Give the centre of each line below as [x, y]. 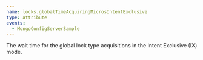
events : [16, 23]
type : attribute [27, 17]
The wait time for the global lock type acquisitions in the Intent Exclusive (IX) [102, 46]
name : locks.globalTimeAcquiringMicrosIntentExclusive [77, 12]
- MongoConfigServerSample [46, 28]
